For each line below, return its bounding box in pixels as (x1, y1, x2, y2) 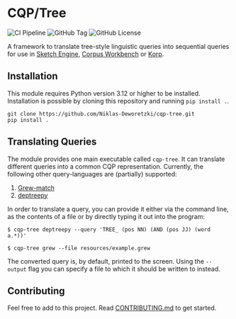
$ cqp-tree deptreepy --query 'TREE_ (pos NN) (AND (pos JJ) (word (7, 225, 211, 233)
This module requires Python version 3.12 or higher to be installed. (7, 89, 201, 97)
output (7, 266, 27, 273)
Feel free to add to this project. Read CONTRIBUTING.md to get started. (7, 303, 217, 313)
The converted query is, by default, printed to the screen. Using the (7, 257, 204, 265)
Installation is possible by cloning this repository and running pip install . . (7, 96, 230, 105)
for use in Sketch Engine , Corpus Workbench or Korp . (7, 50, 164, 58)
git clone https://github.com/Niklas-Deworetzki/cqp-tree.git (7, 110, 195, 118)
